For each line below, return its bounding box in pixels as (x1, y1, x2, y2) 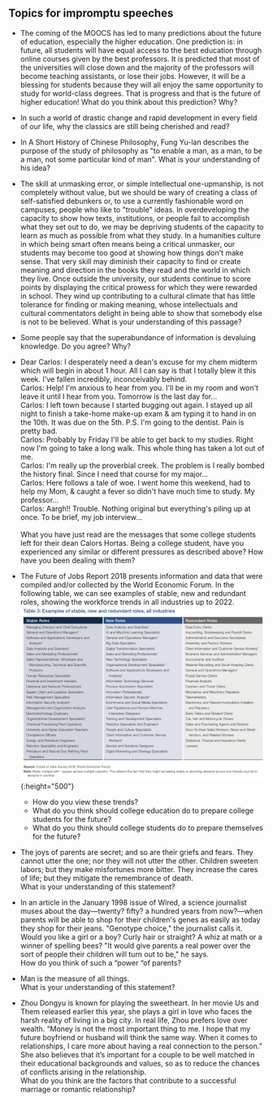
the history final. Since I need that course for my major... (19, 469, 209, 478)
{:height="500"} (19, 781, 75, 791)
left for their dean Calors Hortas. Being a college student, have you (19, 538, 245, 547)
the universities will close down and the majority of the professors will (19, 63, 254, 72)
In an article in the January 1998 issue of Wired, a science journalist (19, 897, 247, 907)
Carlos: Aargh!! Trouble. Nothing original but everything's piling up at (19, 503, 251, 513)
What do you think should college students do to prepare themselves (32, 823, 264, 832)
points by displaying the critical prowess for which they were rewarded (19, 282, 258, 292)
